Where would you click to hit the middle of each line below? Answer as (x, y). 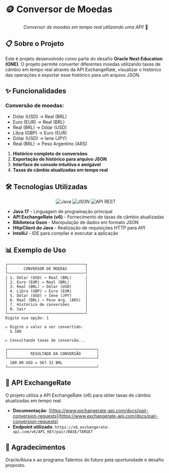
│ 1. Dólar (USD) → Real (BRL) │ (46, 278)
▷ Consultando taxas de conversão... (45, 341)
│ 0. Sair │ (46, 309)
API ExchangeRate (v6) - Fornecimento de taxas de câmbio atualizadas (88, 217)
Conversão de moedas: (35, 106)
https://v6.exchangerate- (82, 427)
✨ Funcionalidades (36, 91)
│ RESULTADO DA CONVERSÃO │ (52, 354)
